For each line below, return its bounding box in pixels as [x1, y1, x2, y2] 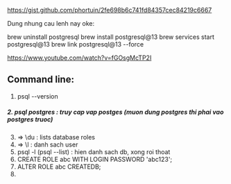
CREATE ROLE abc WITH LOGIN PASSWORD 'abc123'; [17, 155, 173, 163]
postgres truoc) [7, 115, 53, 124]
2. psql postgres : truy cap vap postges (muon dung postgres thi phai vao [7, 108, 224, 117]
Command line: [7, 74, 75, 85]
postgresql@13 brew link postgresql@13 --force [7, 40, 144, 48]
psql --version [17, 92, 59, 100]
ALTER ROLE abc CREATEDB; [17, 162, 101, 171]
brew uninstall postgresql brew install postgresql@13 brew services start [7, 33, 215, 41]
